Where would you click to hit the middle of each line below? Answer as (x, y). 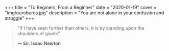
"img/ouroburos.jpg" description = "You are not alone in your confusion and (84, 13)
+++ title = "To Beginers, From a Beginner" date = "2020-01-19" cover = (81, 7)
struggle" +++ (20, 18)
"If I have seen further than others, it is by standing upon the (81, 28)
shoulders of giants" (39, 33)
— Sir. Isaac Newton (39, 43)
